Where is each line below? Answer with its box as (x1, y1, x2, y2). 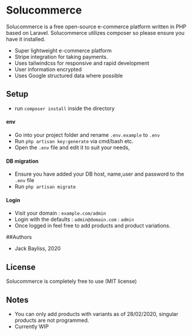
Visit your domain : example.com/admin (14, 210, 106, 217)
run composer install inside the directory (14, 104, 115, 112)
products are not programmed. (14, 317, 89, 324)
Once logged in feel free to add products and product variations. (14, 222, 171, 229)
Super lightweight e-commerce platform (14, 47, 112, 54)
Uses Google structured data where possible (14, 72, 123, 79)
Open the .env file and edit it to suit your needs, (14, 144, 130, 151)
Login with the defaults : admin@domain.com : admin (14, 216, 134, 223)
